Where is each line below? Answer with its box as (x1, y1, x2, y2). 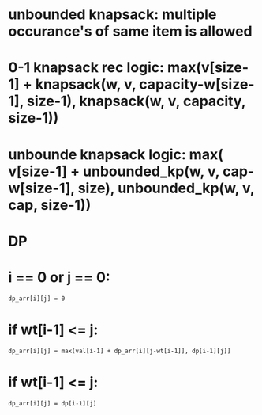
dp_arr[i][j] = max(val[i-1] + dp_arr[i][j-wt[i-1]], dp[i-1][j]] (8, 347, 231, 355)
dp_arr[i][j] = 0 (8, 295, 65, 303)
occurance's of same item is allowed (8, 22, 253, 40)
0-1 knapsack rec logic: (8, 59, 164, 77)
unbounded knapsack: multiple (8, 6, 217, 24)
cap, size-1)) (8, 196, 92, 214)
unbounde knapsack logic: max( (8, 145, 223, 163)
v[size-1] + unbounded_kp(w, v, (8, 162, 220, 180)
